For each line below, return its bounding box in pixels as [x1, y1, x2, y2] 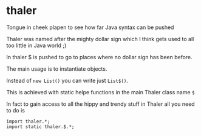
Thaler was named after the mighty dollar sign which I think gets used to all [6, 35, 194, 42]
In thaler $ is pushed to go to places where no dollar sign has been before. [6, 53, 192, 60]
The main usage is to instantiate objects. [6, 65, 107, 73]
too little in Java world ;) [6, 42, 67, 49]
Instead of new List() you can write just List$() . [6, 77, 129, 84]
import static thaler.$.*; [6, 123, 75, 130]
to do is [6, 106, 26, 114]
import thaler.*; [6, 118, 50, 125]
